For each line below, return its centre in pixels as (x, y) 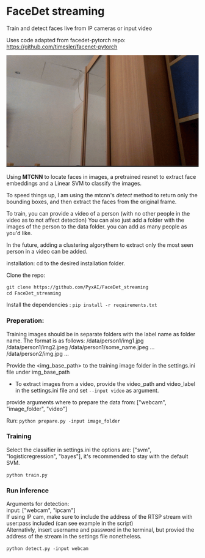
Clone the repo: (26, 275)
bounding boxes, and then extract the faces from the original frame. (92, 202)
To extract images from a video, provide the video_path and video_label (105, 383)
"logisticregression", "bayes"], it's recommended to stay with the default (97, 456)
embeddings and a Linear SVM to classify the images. (74, 183)
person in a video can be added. (47, 252)
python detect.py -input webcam (47, 549)
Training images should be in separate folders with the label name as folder (101, 334)
